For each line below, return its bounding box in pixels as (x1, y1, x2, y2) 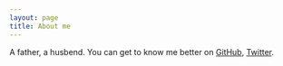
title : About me (9, 22, 71, 31)
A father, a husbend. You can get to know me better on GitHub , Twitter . (9, 46, 275, 57)
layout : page (9, 13, 59, 23)
